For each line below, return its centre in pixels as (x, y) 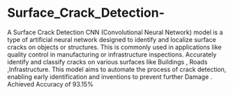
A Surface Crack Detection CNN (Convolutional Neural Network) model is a (115, 32)
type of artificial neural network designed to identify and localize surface (112, 39)
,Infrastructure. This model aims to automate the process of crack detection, (117, 69)
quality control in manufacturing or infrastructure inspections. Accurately (112, 54)
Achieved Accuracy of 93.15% (51, 84)
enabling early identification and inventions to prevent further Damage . (110, 76)
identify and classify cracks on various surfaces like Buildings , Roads (107, 61)
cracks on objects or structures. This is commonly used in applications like (114, 47)
